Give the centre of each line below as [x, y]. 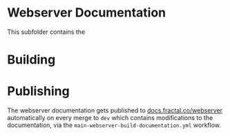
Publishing [39, 91]
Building [31, 60]
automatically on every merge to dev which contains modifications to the [110, 118]
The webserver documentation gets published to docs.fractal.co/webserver [115, 110]
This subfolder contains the [46, 32]
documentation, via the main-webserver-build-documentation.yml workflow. [114, 125]
